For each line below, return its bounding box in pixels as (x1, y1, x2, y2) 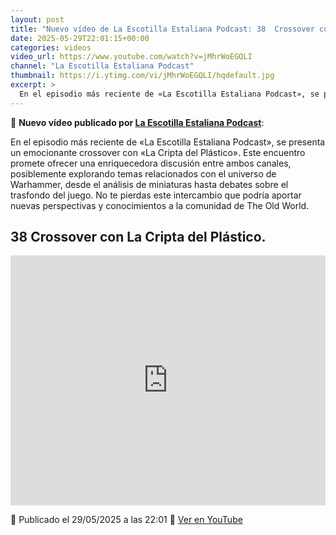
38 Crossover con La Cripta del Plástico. (10, 229, 267, 246)
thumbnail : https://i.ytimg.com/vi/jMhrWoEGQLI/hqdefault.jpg (10, 71, 275, 81)
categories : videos (10, 42, 92, 53)
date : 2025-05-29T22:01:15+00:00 (10, 33, 150, 43)
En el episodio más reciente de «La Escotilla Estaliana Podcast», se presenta (10, 136, 326, 148)
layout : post (10, 14, 65, 25)
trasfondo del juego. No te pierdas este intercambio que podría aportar (10, 189, 302, 201)
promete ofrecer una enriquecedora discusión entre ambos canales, (10, 157, 292, 169)
